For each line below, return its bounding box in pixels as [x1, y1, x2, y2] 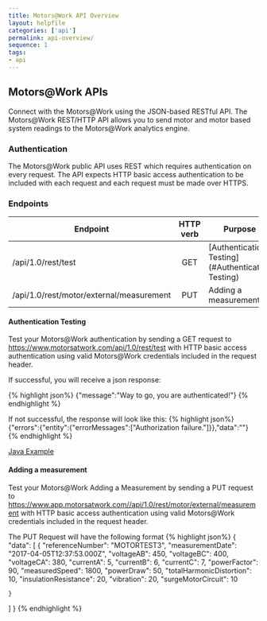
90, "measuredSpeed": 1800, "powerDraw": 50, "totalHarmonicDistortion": [8, 565, 252, 575]
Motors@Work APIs [8, 85, 109, 99]
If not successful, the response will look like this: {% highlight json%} [8, 414, 234, 424]
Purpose [223, 223, 257, 235]
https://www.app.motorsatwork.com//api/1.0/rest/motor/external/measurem [8, 499, 256, 509]
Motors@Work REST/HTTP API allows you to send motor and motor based [8, 114, 251, 124]
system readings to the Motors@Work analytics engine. [8, 123, 190, 133]
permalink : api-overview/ [8, 33, 94, 42]
